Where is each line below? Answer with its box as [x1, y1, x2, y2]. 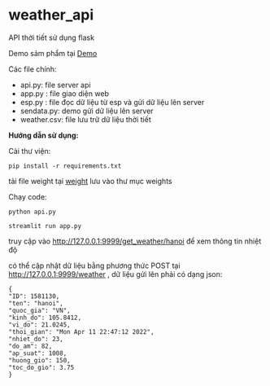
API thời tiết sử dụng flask [8, 33, 95, 42]
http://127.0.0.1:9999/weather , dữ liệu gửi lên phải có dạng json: [8, 269, 223, 279]
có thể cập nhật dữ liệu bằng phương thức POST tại [8, 261, 181, 270]
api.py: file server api [20, 80, 91, 90]
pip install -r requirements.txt [8, 161, 122, 170]
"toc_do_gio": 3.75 [8, 363, 75, 371]
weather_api [8, 6, 94, 24]
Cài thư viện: [8, 146, 51, 156]
